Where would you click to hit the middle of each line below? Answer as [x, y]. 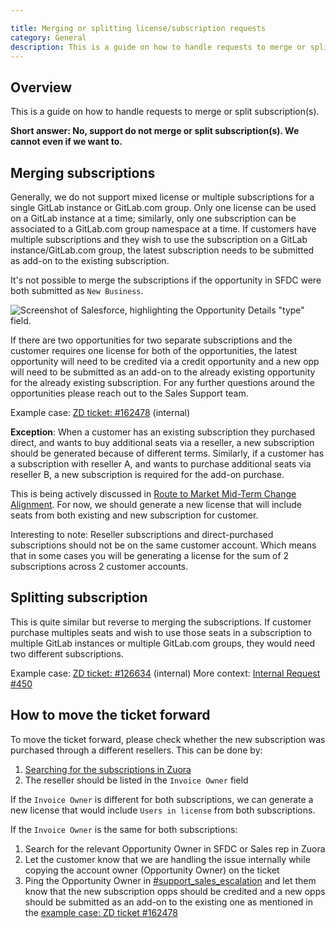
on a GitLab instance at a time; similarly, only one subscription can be [153, 218]
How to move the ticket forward [110, 715]
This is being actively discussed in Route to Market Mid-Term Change [153, 494]
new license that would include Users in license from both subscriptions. [163, 810]
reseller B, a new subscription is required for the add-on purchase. [147, 474]
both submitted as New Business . [77, 290]
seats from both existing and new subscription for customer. [134, 515]
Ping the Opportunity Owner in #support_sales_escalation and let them [170, 880]
